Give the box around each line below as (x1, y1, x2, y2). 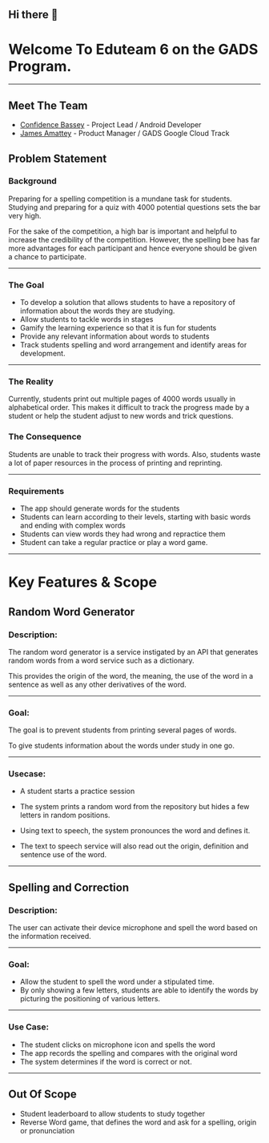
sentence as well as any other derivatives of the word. (8, 680, 187, 689)
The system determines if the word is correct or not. (19, 1057, 192, 1066)
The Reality (8, 376, 54, 387)
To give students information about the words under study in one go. (8, 741, 235, 751)
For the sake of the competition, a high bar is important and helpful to (8, 226, 238, 236)
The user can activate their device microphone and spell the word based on (8, 923, 258, 932)
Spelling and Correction (8, 880, 130, 894)
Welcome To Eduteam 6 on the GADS (8, 40, 259, 58)
